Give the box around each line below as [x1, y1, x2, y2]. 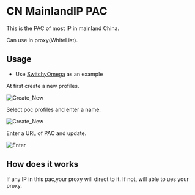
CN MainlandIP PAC [6, 4, 108, 18]
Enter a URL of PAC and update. [6, 130, 87, 137]
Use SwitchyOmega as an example [15, 70, 103, 78]
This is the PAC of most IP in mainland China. [6, 24, 120, 32]
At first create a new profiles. [6, 82, 79, 89]
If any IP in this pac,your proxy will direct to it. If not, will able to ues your [6, 175, 189, 183]
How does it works [6, 159, 79, 169]
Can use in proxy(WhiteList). [6, 36, 78, 43]
